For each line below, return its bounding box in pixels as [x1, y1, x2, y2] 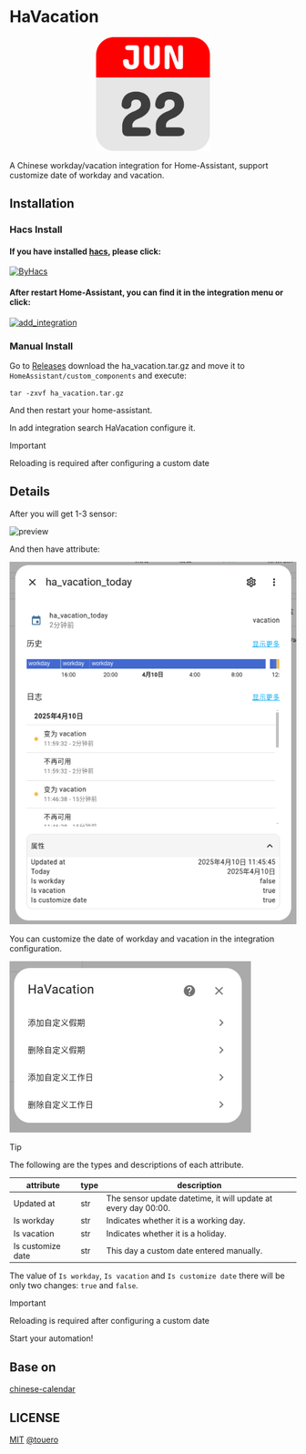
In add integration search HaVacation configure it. [9, 422, 196, 433]
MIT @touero [9, 1434, 59, 1445]
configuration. [9, 943, 62, 954]
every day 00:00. [106, 1203, 171, 1214]
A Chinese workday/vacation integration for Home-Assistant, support [9, 159, 269, 170]
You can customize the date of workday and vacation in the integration [9, 933, 275, 944]
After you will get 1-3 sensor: [9, 508, 117, 519]
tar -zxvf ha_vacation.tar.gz [9, 389, 125, 398]
